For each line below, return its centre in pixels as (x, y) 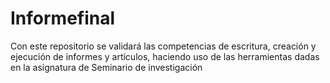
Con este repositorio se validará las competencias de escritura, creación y (163, 46)
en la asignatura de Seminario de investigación (106, 67)
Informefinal (63, 18)
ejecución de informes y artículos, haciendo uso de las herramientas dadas (165, 56)
